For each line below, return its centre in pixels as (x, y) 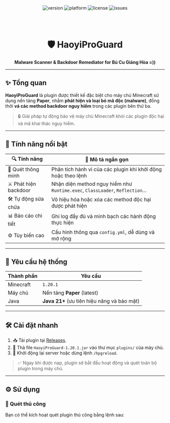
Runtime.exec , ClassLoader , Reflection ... (99, 190)
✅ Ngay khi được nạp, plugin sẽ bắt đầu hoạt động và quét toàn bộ (87, 363)
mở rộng (61, 238)
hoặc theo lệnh (69, 176)
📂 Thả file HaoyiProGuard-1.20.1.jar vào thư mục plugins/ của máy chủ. (88, 348)
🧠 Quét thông (24, 169)
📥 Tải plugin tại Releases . (39, 340)
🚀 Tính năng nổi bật (36, 144)
